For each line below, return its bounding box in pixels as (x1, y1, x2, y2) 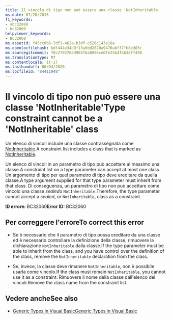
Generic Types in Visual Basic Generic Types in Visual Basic (12, 308, 137, 314)
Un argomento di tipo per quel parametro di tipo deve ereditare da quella (5, 172, 158, 178)
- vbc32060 (5, 21, 28, 27)
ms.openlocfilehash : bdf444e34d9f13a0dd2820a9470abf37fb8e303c (5, 45, 142, 50)
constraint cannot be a (5, 113, 103, 124)
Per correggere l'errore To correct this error (5, 218, 144, 227)
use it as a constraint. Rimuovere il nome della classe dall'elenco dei (12, 274, 156, 280)
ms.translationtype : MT (5, 55, 56, 60)
